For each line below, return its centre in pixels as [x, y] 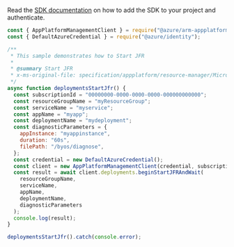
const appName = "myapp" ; [51, 114]
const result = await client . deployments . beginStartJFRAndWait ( [109, 173]
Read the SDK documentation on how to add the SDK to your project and [111, 10]
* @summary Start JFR [41, 69]
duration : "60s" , [45, 140]
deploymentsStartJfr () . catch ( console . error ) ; [74, 237]
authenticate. [26, 17]
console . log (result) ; [45, 218]
